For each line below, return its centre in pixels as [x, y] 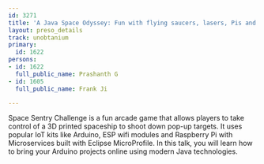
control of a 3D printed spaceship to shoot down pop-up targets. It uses [125, 126]
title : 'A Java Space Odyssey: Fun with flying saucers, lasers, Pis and [132, 23]
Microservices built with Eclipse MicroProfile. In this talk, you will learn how [130, 143]
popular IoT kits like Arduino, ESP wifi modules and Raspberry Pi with [121, 135]
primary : [23, 45]
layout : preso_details [45, 30]
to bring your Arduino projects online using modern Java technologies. [123, 151]
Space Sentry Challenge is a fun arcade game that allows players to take [126, 118]
